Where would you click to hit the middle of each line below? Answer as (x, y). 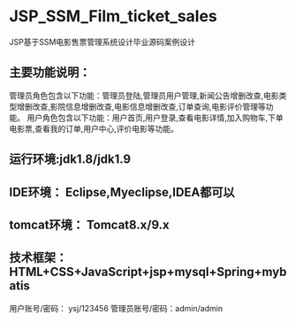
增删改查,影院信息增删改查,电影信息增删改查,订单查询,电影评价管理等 (141, 106)
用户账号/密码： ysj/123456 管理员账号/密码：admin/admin (116, 308)
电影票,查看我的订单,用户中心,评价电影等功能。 (94, 128)
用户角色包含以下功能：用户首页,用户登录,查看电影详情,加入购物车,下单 (155, 118)
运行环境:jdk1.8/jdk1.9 (70, 160)
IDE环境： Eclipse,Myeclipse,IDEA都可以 (122, 192)
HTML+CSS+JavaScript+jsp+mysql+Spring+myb (148, 272)
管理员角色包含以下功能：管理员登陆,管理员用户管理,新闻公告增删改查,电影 (144, 96)
